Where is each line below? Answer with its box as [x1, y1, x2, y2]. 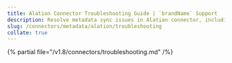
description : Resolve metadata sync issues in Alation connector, [7, 16, 202, 23]
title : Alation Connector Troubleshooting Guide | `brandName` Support [7, 10, 217, 17]
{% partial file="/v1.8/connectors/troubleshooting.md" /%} [7, 48, 174, 56]
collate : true [7, 29, 48, 36]
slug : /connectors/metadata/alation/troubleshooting [7, 23, 162, 29]
